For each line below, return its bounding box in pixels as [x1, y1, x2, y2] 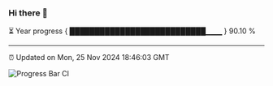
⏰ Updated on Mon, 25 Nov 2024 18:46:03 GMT [8, 53, 170, 62]
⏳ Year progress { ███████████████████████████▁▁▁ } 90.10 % [8, 26, 256, 36]
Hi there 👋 [8, 7, 49, 19]
